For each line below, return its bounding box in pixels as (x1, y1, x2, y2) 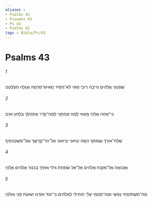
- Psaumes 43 (5, 16, 32, 21)
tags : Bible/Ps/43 (5, 30, 46, 35)
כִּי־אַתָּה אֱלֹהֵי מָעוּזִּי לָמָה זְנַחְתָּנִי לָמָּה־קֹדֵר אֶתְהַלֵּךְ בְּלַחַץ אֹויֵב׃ (5, 110, 114, 117)
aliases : (5, 7, 26, 12)
